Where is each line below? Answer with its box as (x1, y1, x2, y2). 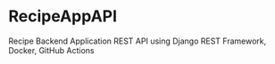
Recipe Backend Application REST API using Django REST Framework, (8, 36, 267, 46)
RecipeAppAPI (8, 6, 118, 27)
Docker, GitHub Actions (8, 44, 95, 55)
